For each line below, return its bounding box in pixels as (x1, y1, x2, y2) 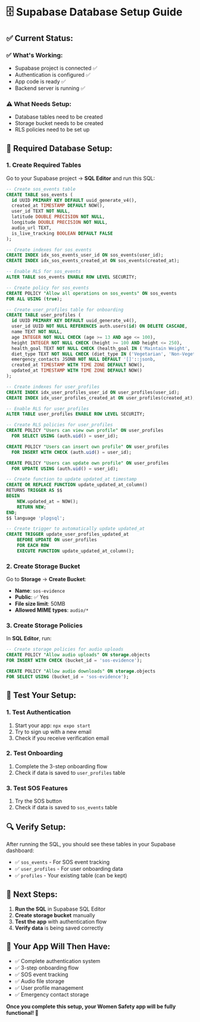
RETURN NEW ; (17, 504, 46, 510)
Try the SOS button (14, 797, 62, 805)
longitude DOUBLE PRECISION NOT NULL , (11, 219, 108, 226)
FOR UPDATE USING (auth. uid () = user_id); (11, 466, 118, 472)
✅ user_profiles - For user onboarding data (14, 865, 123, 872)
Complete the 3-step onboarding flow (14, 762, 108, 769)
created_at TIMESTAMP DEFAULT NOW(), (11, 202, 105, 209)
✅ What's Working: (6, 51, 63, 59)
